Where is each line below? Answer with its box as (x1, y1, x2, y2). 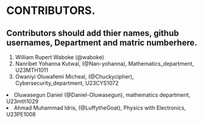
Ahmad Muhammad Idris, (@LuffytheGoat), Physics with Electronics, (14, 104, 186, 111)
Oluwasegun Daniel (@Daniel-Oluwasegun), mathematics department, (14, 91, 191, 98)
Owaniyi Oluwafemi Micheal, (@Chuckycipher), (15, 73, 134, 80)
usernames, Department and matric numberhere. (6, 37, 198, 47)
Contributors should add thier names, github (6, 28, 179, 38)
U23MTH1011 (15, 66, 49, 74)
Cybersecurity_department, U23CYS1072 (15, 80, 119, 86)
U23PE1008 (6, 111, 36, 118)
